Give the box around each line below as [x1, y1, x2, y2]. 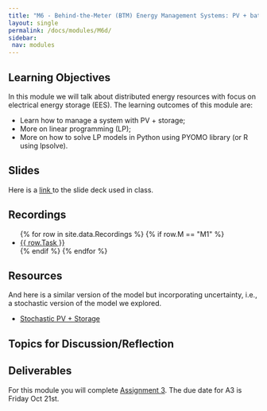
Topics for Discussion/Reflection [8, 337, 175, 351]
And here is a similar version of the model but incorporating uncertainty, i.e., [8, 290, 257, 300]
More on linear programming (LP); [19, 124, 131, 134]
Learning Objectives [8, 71, 111, 84]
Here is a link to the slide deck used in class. [8, 184, 153, 195]
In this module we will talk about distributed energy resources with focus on [8, 91, 257, 101]
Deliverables [8, 364, 72, 378]
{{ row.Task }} [19, 238, 65, 247]
